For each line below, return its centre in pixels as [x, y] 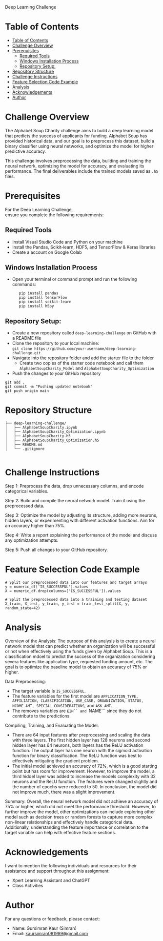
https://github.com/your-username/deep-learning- [85, 349]
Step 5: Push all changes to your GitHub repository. [57, 550]
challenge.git [26, 353]
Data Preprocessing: [26, 681]
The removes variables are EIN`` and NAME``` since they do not [77, 711]
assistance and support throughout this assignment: [57, 871]
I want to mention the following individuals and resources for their [71, 865]
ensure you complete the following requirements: [54, 215]
